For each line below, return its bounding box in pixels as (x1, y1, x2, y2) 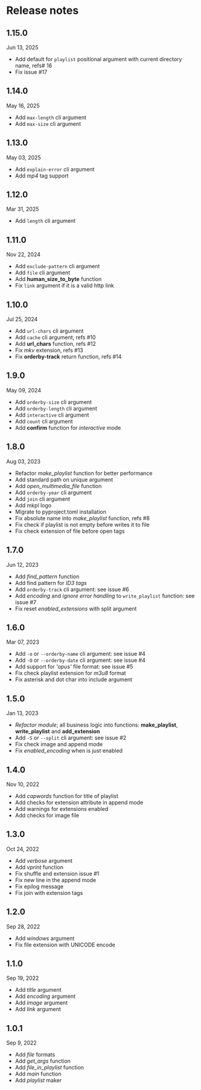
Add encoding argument (14, 993, 76, 1000)
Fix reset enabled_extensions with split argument (14, 605, 137, 612)
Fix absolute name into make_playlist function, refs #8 (14, 514, 150, 521)
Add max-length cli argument (14, 113, 86, 121)
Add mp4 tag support (14, 172, 69, 179)
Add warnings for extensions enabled (14, 805, 109, 812)
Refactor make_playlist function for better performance (14, 469, 153, 477)
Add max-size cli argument (14, 120, 81, 127)
